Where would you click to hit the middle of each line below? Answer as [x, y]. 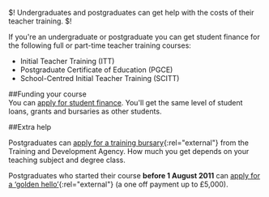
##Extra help [30, 127]
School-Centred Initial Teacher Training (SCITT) [100, 78]
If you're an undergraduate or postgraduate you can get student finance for [134, 37]
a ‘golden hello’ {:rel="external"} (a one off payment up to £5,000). [118, 184]
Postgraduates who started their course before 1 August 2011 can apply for [134, 176]
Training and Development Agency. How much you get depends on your [129, 151]
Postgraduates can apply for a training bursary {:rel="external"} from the [129, 143]
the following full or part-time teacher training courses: [100, 45]
